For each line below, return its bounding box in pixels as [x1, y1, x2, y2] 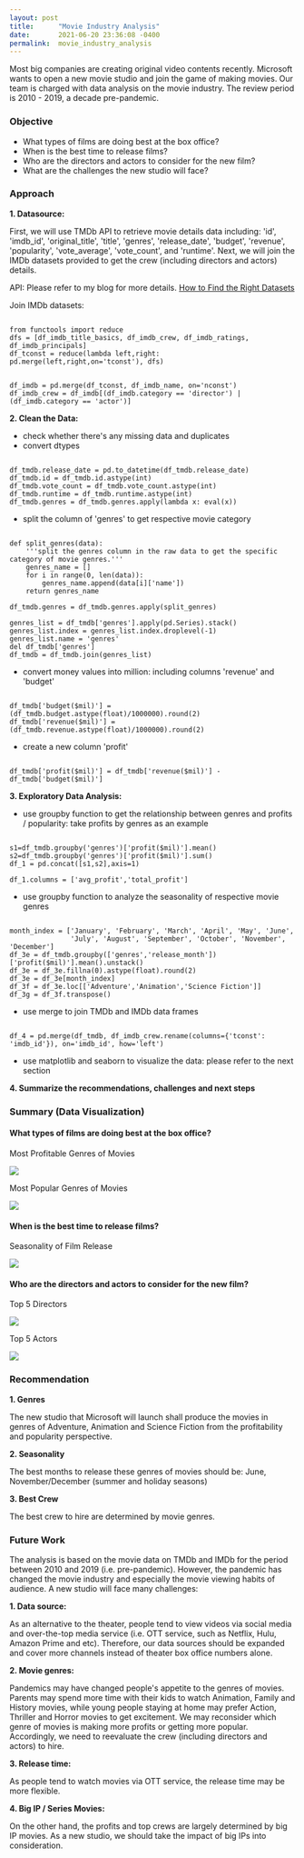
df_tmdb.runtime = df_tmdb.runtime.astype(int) [9, 489, 193, 498]
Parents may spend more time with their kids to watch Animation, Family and [9, 1692, 296, 1703]
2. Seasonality [9, 1448, 65, 1459]
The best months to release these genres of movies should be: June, [9, 1465, 267, 1477]
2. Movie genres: [9, 1664, 74, 1675]
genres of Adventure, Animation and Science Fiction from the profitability [9, 1421, 283, 1432]
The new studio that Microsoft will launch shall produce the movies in [9, 1411, 269, 1423]
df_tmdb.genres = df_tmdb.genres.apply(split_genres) [9, 602, 218, 612]
